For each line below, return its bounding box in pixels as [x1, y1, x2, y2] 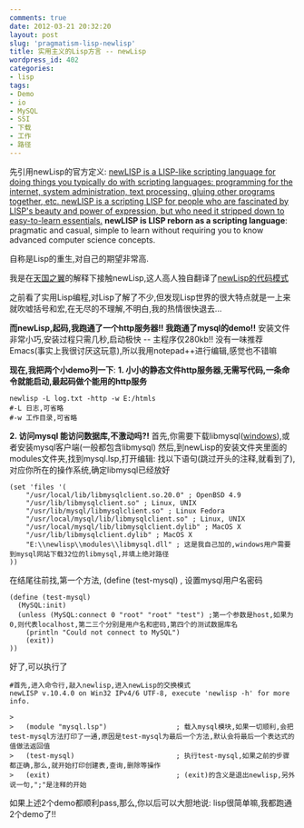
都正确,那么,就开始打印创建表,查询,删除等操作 [9, 761, 162, 770]
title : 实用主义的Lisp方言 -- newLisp [9, 47, 147, 56]
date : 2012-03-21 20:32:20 [9, 22, 112, 31]
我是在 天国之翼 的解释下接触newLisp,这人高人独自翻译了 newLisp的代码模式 [9, 272, 289, 283]
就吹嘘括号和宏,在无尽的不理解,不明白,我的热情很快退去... [9, 303, 222, 314]
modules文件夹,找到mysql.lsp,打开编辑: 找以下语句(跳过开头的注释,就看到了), [9, 453, 296, 464]
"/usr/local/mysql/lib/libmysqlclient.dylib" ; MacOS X [25, 522, 242, 532]
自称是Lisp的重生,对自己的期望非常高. [9, 253, 150, 264]
